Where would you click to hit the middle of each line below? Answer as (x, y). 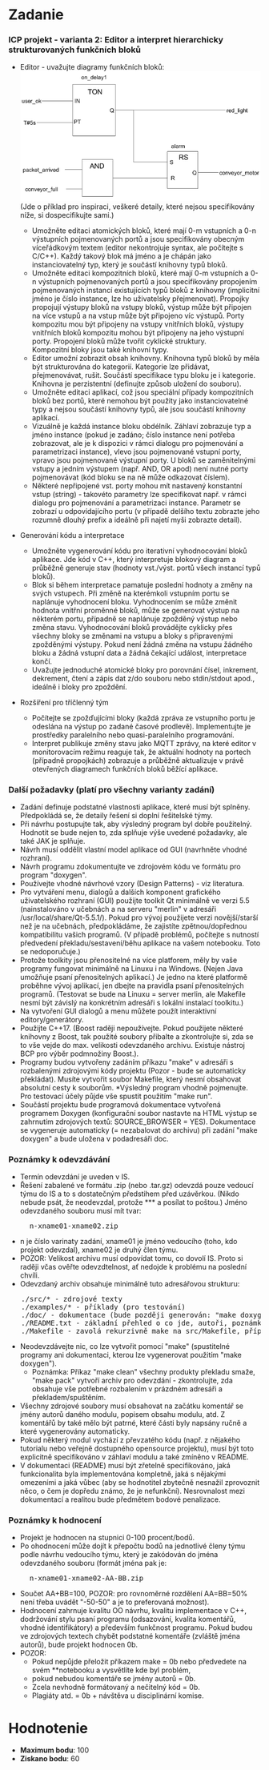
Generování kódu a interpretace (72, 535)
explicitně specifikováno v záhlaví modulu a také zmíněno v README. (134, 1457)
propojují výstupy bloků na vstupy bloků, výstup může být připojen (142, 307)
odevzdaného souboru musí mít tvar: (80, 1211)
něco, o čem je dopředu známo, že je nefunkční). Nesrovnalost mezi (132, 1491)
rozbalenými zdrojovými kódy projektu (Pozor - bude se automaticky (133, 1070)
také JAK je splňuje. (52, 841)
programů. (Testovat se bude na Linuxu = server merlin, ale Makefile (132, 993)
